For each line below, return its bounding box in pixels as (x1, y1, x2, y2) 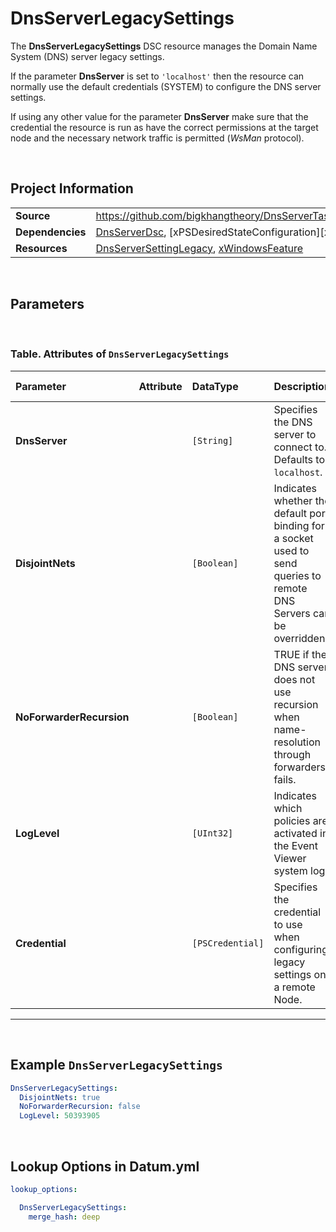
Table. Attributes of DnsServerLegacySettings (10, 347, 230, 361)
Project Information (10, 180, 134, 197)
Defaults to (273, 452, 325, 466)
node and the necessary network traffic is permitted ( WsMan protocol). (10, 132, 305, 144)
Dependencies (15, 225, 87, 239)
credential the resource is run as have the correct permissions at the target (10, 121, 319, 133)
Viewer (273, 851, 307, 865)
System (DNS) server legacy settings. (10, 50, 165, 62)
